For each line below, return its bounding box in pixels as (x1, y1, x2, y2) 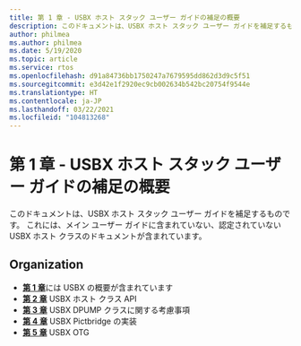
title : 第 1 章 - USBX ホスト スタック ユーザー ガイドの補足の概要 (9, 13, 240, 22)
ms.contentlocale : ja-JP (9, 96, 102, 106)
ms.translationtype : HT (9, 88, 99, 97)
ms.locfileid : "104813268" (9, 113, 110, 122)
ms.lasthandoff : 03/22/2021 (9, 105, 115, 114)
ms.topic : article (9, 55, 78, 64)
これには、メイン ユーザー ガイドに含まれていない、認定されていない (26, 220, 282, 230)
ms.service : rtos (9, 64, 74, 73)
